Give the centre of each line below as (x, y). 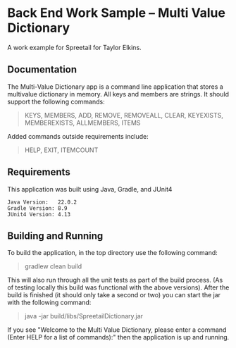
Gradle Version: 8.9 (38, 208)
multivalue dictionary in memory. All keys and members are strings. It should (118, 94)
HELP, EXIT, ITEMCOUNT (61, 150)
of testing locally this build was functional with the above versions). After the (118, 287)
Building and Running (55, 236)
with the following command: (49, 303)
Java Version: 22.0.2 (42, 202)
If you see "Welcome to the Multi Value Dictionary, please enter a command (117, 330)
